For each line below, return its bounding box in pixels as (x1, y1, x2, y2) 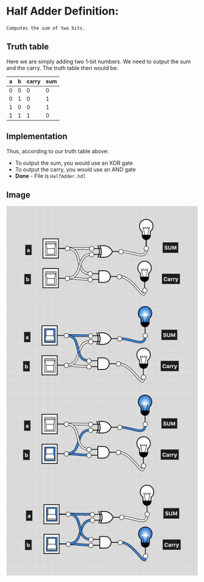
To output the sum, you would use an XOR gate (15, 159, 134, 167)
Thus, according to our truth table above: (6, 147, 109, 154)
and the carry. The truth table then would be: (6, 64, 118, 71)
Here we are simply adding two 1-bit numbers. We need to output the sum (6, 58, 191, 65)
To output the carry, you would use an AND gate (15, 165, 136, 173)
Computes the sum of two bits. (6, 25, 86, 31)
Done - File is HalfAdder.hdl (15, 172, 86, 179)
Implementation (6, 131, 68, 142)
